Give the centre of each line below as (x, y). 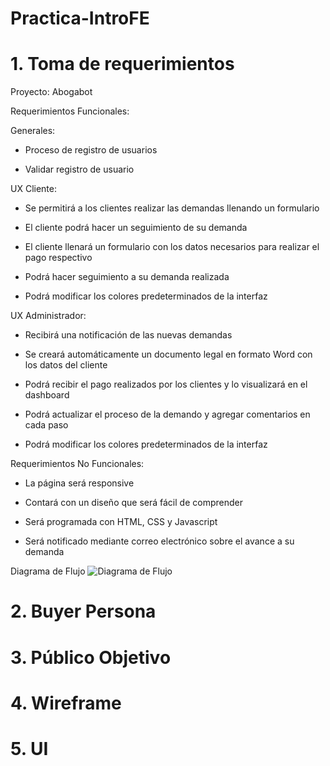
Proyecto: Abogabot (51, 92)
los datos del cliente (66, 365)
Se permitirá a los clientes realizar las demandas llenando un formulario (172, 208)
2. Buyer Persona (83, 611)
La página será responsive (79, 483)
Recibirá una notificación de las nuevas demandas (128, 335)
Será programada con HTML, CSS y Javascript (121, 522)
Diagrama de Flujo (48, 571)
